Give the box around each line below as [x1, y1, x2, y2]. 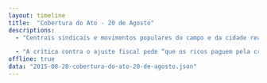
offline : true [8, 55, 56, 63]
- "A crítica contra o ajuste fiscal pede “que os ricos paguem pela [15, 48, 250, 56]
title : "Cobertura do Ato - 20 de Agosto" [8, 19, 155, 27]
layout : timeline [8, 11, 66, 20]
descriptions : [8, 26, 56, 34]
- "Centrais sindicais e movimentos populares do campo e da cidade [15, 33, 247, 42]
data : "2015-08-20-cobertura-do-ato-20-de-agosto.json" [8, 62, 197, 71]
